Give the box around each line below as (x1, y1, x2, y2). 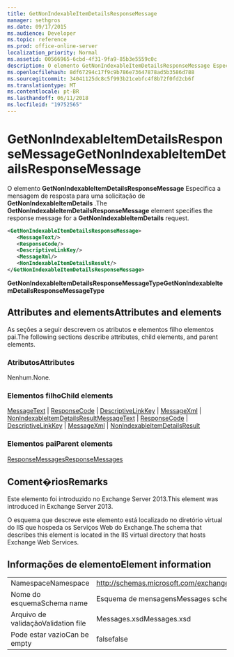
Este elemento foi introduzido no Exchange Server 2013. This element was (7, 495, 219, 503)
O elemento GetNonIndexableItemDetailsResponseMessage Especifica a (7, 184, 221, 192)
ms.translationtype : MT (7, 82, 77, 89)
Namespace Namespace (10, 578, 90, 588)
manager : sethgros (7, 17, 61, 24)
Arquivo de (10, 609, 47, 619)
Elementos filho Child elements (7, 391, 114, 400)
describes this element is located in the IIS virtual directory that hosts (7, 530, 206, 539)
